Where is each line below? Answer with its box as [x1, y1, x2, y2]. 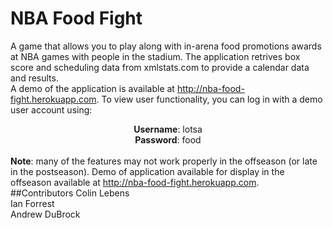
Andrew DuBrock [10, 208, 81, 220]
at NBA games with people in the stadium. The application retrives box [10, 50, 301, 62]
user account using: [10, 103, 93, 116]
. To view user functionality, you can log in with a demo [96, 93, 323, 105]
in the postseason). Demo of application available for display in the [10, 165, 285, 177]
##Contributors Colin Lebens [10, 187, 130, 199]
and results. [10, 72, 59, 84]
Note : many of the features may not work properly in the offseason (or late [10, 155, 318, 167]
